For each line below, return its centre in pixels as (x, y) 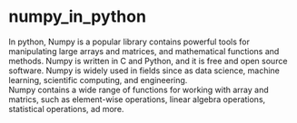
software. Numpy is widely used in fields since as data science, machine (144, 71)
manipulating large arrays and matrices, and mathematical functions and (144, 51)
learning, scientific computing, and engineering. (98, 80)
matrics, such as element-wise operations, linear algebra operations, (137, 99)
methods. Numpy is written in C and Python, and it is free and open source (148, 61)
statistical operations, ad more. (66, 109)
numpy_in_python (78, 17)
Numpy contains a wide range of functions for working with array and (139, 90)
